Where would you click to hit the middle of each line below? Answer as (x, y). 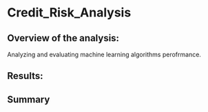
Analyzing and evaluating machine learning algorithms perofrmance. (104, 54)
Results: (25, 76)
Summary (29, 99)
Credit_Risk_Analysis (69, 13)
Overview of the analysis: (63, 38)
